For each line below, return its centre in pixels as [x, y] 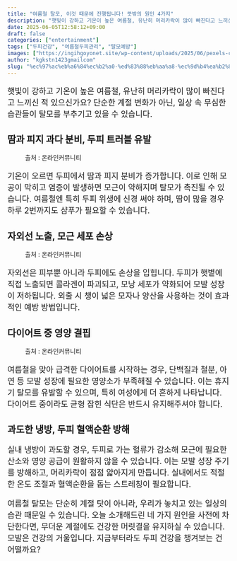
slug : [15, 66]
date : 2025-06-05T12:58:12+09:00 [56, 27]
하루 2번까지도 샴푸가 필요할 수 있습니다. [79, 211]
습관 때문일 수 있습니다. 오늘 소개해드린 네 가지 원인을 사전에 [114, 515]
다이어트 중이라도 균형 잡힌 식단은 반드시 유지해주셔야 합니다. [115, 404]
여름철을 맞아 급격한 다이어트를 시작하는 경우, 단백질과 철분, [113, 370]
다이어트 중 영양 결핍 [49, 333]
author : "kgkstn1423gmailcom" [52, 60]
